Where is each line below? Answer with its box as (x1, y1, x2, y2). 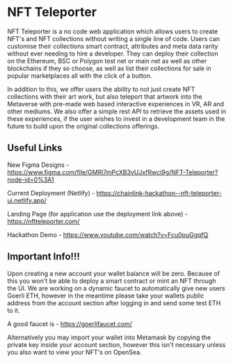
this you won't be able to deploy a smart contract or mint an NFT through (7, 276, 216, 285)
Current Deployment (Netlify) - (7, 188, 95, 197)
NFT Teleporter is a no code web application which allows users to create (7, 27, 218, 35)
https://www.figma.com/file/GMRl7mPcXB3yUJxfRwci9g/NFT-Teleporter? (7, 168, 218, 176)
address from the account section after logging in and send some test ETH (7, 298, 221, 307)
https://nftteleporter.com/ (7, 217, 80, 225)
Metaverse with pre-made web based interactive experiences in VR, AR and (7, 99, 225, 108)
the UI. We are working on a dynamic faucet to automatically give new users (7, 284, 225, 292)
